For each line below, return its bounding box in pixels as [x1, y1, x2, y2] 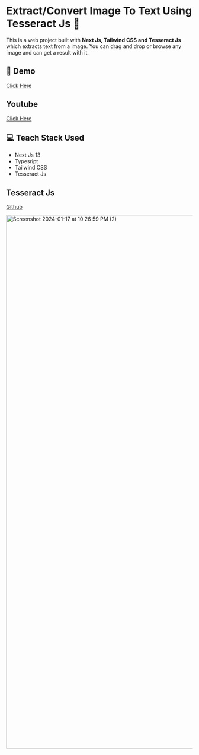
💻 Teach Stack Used [6, 132, 85, 143]
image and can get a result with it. [6, 49, 89, 56]
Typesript [14, 158, 38, 165]
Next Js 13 [14, 151, 41, 158]
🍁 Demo [6, 66, 36, 77]
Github [6, 203, 23, 211]
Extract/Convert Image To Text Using [6, 4, 192, 18]
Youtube [6, 99, 38, 109]
